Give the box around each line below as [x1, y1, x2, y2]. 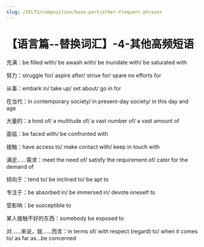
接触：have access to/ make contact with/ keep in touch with [6, 143, 160, 150]
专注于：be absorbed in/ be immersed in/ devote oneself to [6, 188, 156, 196]
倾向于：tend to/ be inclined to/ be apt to [6, 175, 109, 183]
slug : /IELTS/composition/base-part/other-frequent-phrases [6, 9, 163, 15]
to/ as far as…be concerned [6, 234, 76, 241]
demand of [6, 163, 34, 170]
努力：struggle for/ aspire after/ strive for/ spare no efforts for [6, 72, 162, 79]
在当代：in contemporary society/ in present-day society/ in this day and [6, 97, 189, 105]
